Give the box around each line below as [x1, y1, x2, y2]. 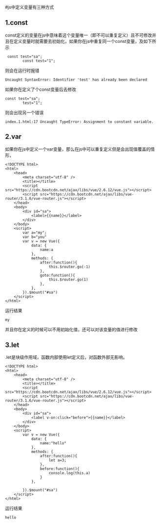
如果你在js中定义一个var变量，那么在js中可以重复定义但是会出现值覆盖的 [5, 146, 151, 152]
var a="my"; [22, 230, 47, 235]
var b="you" [22, 234, 47, 239]
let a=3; [48, 458, 67, 463]
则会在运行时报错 [5, 67, 40, 73]
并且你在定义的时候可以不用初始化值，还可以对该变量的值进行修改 [5, 326, 138, 332]
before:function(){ [40, 466, 80, 471]
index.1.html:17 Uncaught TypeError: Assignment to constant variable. [5, 119, 154, 124]
